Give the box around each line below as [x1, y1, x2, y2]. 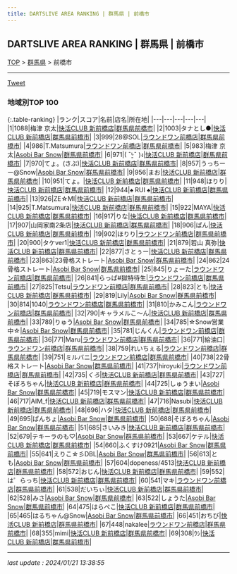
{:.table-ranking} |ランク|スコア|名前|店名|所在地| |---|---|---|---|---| [7, 115, 207, 123]
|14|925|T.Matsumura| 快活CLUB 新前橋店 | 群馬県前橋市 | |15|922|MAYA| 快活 [7, 203, 226, 211]
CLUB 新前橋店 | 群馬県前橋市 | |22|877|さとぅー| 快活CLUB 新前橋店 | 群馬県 [13, 247, 227, 256]
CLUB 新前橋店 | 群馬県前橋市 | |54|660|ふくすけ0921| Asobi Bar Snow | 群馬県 [7, 441, 226, 449]
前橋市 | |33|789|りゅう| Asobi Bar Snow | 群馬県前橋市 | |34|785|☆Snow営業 [7, 318, 224, 326]
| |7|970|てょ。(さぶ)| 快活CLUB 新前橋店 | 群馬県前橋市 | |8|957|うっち [20, 159, 220, 168]
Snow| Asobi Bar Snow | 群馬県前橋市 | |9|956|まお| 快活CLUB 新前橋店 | [19, 168, 221, 176]
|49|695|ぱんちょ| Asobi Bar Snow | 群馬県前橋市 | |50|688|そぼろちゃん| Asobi [7, 414, 229, 423]
